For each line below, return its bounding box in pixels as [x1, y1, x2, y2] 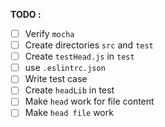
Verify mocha [24, 28, 75, 39]
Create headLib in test [24, 84, 115, 96]
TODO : [10, 9, 42, 20]
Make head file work [24, 107, 114, 119]
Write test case [24, 73, 88, 85]
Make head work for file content [24, 95, 155, 108]
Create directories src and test [24, 39, 154, 51]
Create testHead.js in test [24, 50, 135, 63]
